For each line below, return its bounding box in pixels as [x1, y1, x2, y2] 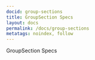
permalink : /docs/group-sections [6, 25, 90, 31]
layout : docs [6, 20, 39, 26]
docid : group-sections [6, 8, 63, 15]
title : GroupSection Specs [6, 14, 73, 20]
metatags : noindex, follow [6, 31, 73, 37]
